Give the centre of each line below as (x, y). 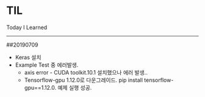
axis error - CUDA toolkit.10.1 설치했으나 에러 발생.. (86, 72)
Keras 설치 (28, 57)
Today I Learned (27, 27)
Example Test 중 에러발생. (47, 65)
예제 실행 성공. (75, 87)
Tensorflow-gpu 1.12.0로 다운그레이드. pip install (84, 80)
